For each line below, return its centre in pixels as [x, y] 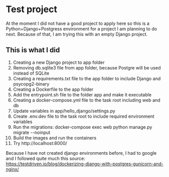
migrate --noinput [32, 132]
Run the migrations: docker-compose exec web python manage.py [82, 127]
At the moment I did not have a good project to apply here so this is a [78, 23]
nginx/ [12, 169]
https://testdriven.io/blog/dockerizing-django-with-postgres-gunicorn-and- [85, 164]
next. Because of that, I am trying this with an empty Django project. [77, 34]
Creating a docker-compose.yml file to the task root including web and [87, 100]
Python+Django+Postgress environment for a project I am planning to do [81, 28]
